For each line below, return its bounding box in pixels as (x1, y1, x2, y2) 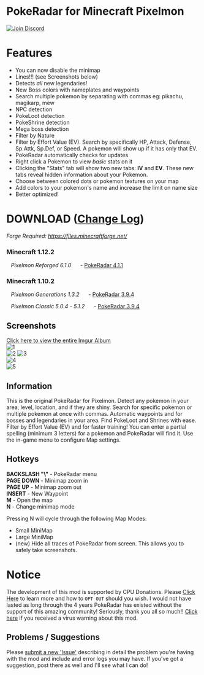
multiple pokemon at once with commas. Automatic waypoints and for (6, 410, 183, 418)
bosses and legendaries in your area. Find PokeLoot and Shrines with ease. (6, 416, 197, 424)
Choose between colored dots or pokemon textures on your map (15, 177, 179, 185)
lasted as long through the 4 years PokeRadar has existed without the (6, 601, 182, 609)
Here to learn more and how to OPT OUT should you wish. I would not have (6, 595, 192, 602)
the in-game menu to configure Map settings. (6, 436, 121, 443)
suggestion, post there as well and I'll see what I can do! (6, 661, 148, 669)
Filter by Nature (15, 131, 55, 139)
